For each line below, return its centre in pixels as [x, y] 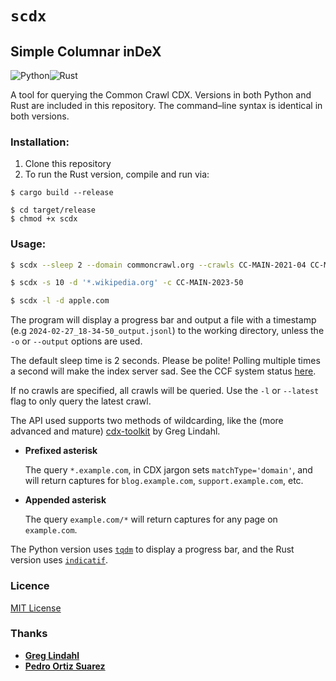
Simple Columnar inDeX [86, 51]
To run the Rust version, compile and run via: [117, 174]
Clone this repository [68, 164]
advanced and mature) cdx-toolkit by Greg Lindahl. [115, 431]
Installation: [40, 142]
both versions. [40, 116]
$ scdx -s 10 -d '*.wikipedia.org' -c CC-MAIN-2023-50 [127, 283]
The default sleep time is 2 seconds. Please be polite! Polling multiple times [165, 361]
